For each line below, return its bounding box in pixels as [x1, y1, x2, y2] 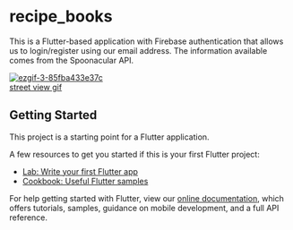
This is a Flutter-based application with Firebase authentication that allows [9, 36, 284, 47]
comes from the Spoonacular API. [9, 55, 134, 65]
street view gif [9, 81, 63, 92]
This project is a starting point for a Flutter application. [9, 132, 210, 142]
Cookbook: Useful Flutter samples [22, 175, 149, 186]
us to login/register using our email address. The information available [9, 45, 268, 55]
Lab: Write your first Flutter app [22, 166, 139, 176]
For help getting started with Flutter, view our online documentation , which [9, 192, 285, 203]
